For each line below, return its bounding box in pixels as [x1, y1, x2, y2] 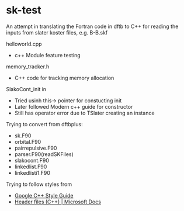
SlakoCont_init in [6, 85, 47, 92]
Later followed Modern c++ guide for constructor [14, 103, 133, 110]
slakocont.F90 [14, 157, 50, 164]
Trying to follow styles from [6, 181, 72, 188]
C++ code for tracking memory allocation [14, 74, 114, 81]
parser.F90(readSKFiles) [14, 150, 74, 158]
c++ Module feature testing [14, 51, 81, 58]
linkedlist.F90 [14, 163, 47, 170]
